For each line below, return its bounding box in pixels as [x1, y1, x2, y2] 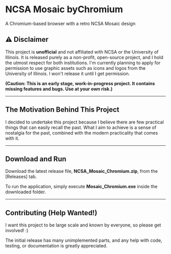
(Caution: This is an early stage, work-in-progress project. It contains [5, 80, 155, 86]
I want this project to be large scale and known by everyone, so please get [5, 222, 161, 228]
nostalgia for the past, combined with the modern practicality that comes [5, 130, 158, 136]
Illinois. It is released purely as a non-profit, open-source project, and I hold [5, 54, 164, 60]
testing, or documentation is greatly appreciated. [5, 243, 108, 249]
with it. [5, 135, 19, 141]
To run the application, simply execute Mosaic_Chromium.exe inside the [5, 184, 158, 190]
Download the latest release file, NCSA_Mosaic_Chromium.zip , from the [5, 168, 158, 174]
